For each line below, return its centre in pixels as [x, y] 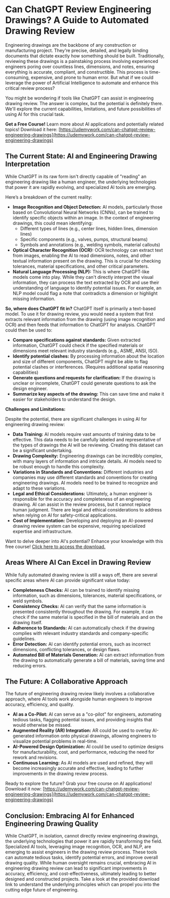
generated [23, 736]
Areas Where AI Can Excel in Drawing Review [78, 563]
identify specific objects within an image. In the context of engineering [86, 217]
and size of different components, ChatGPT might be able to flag [80, 361]
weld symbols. [28, 601]
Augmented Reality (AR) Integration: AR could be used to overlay [82, 730]
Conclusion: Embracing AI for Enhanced [70, 815]
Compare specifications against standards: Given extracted [76, 340]
